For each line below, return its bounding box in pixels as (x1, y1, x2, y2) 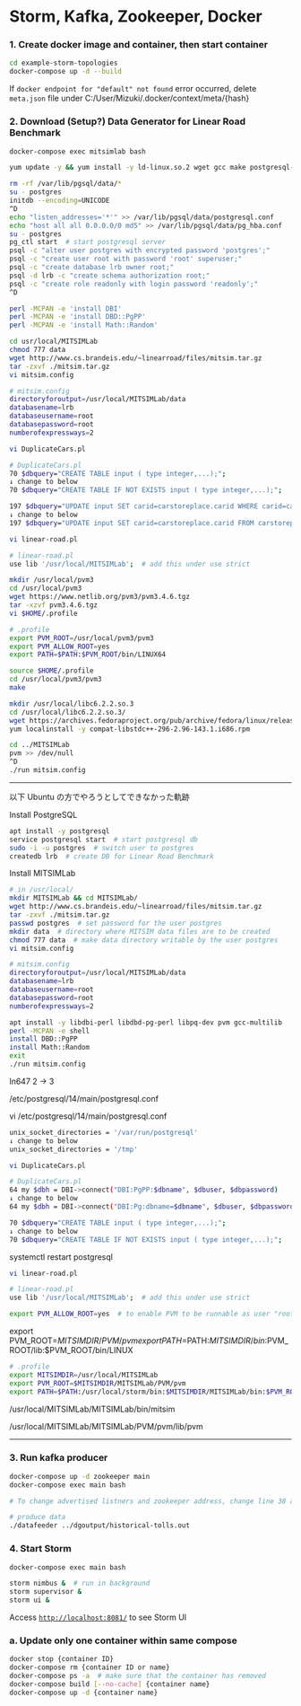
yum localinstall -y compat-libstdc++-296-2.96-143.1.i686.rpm (9, 725, 251, 734)
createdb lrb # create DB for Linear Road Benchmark (9, 851, 215, 861)
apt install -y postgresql (9, 826, 110, 836)
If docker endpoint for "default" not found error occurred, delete (9, 84, 257, 94)
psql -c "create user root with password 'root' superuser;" (9, 254, 243, 264)
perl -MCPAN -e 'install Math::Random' (9, 321, 159, 330)
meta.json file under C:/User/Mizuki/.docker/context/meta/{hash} (9, 92, 250, 104)
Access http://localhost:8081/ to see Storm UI (9, 1612, 187, 1622)
